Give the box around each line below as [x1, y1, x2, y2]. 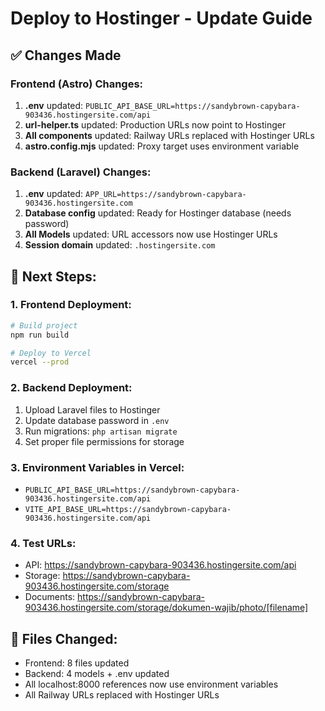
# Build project [10, 320, 78, 331]
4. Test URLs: [10, 536, 77, 550]
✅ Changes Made [10, 47, 122, 64]
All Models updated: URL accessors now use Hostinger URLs [24, 228, 278, 241]
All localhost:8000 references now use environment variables [24, 678, 279, 691]
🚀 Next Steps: [10, 268, 97, 285]
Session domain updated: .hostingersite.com [24, 239, 216, 251]
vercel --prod [10, 357, 70, 367]
